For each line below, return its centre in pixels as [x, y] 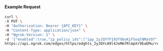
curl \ [11, 17]
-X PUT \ [13, 22]
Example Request [23, 7]
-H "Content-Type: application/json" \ [45, 30]
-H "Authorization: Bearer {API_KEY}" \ [46, 26]
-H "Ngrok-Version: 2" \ [30, 35]
